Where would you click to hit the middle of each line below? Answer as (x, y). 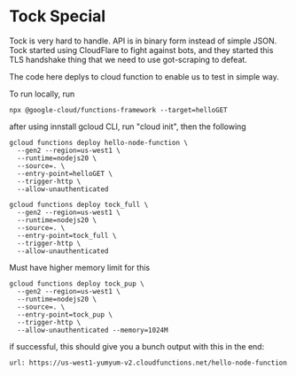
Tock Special (58, 16)
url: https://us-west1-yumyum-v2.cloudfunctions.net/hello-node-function (148, 363)
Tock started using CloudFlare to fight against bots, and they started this (141, 50)
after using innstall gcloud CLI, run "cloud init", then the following (128, 127)
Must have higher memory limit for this (80, 267)
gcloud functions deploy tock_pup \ (77, 284)
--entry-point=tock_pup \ (65, 315)
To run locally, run (42, 94)
